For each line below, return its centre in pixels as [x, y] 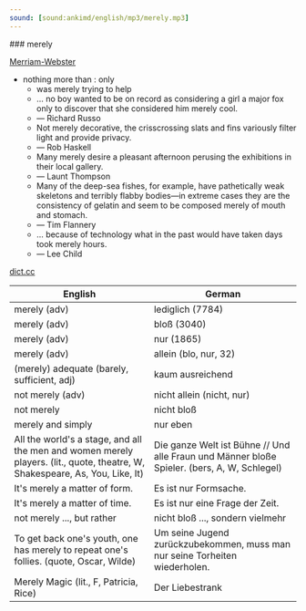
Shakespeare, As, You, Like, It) [79, 473]
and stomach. [62, 214]
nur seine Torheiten [195, 555]
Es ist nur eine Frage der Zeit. [216, 502]
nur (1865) [178, 338]
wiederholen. [182, 566]
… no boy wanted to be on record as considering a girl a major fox [160, 98]
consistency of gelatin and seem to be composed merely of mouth [161, 205]
